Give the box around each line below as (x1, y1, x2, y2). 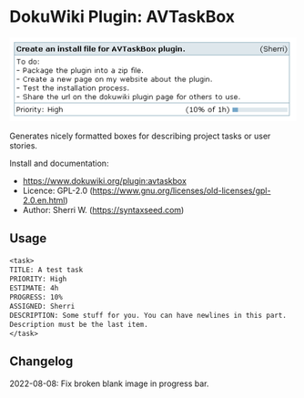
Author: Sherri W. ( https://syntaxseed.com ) (22, 204, 185, 215)
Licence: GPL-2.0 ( (22, 185, 93, 196)
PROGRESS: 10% (9, 292, 64, 301)
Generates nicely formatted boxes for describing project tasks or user (9, 130, 271, 141)
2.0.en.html (22, 194, 66, 206)
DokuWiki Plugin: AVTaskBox (9, 6, 235, 27)
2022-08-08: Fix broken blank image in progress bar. (9, 378, 209, 389)
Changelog (9, 353, 74, 370)
